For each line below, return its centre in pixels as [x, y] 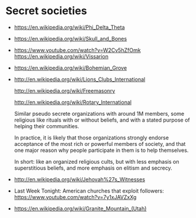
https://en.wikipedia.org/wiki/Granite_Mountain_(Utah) [80, 209]
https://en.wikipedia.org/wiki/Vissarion [61, 56]
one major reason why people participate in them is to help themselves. [101, 150]
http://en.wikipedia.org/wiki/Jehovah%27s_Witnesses [80, 179]
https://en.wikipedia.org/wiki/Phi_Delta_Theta [69, 27]
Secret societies [46, 11]
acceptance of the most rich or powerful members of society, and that [100, 144]
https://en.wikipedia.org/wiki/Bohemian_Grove [70, 68]
